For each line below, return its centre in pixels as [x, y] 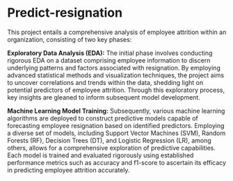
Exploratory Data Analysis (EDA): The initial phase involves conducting [110, 53]
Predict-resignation [65, 13]
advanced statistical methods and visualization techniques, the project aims [116, 75]
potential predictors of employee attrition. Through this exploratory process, [116, 90]
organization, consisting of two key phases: [70, 39]
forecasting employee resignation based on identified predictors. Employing [116, 125]
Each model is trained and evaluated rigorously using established [101, 155]
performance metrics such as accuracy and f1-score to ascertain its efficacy [117, 162]
